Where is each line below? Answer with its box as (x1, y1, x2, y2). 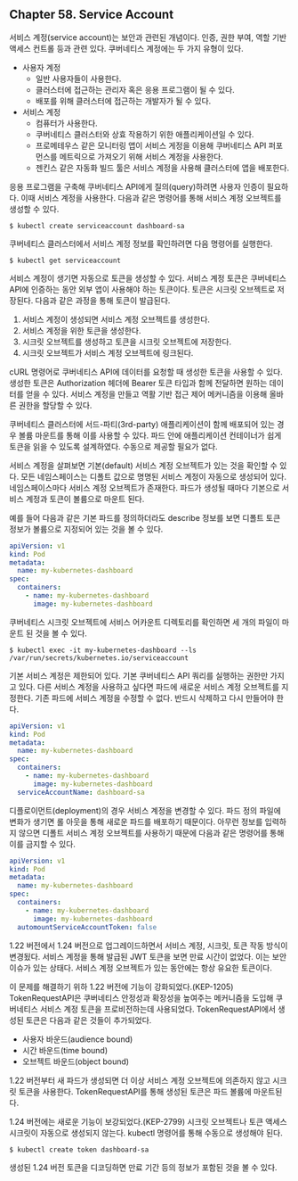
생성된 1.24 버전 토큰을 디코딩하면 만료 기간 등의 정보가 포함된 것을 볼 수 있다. (9, 1161, 278, 1172)
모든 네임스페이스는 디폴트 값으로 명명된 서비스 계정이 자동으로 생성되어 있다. (20, 471, 287, 482)
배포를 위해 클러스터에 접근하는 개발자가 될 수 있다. (35, 95, 212, 106)
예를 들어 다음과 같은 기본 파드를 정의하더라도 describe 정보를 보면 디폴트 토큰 (9, 512, 281, 523)
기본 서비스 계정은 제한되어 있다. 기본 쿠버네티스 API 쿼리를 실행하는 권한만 (9, 670, 269, 681)
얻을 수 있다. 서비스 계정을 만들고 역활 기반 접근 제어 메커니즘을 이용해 (25, 388, 268, 400)
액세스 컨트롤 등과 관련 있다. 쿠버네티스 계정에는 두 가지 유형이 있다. (9, 43, 244, 54)
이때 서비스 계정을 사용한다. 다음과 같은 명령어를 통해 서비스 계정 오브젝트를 (20, 192, 282, 203)
